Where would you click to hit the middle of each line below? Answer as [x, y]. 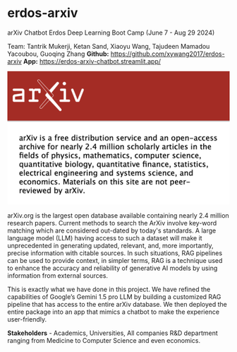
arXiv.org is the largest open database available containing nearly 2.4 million [118, 216]
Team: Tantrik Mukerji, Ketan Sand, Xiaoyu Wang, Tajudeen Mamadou [109, 46]
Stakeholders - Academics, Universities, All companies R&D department [113, 333]
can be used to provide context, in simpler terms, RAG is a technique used [115, 261]
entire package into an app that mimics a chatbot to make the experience [114, 312]
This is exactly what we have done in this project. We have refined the [109, 289]
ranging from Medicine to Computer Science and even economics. [104, 341]
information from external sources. [57, 276]
